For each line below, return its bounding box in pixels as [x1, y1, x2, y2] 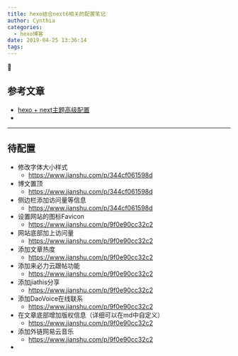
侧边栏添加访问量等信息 [17, 195, 86, 204]
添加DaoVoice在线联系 [17, 294, 84, 303]
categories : [7, 23, 42, 31]
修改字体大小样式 [17, 163, 68, 171]
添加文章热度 [17, 244, 55, 253]
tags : [7, 43, 23, 50]
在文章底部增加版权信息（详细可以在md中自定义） [17, 311, 164, 319]
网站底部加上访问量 [17, 228, 74, 237]
